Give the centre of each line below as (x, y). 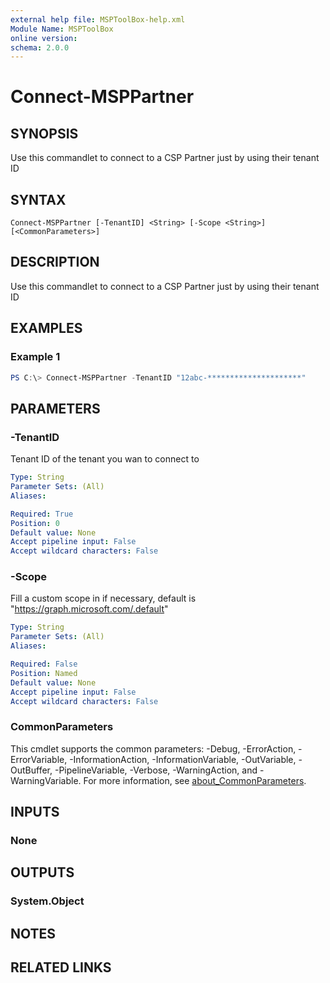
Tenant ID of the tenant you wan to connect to (105, 459)
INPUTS (35, 812)
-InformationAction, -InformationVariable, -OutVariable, (183, 759)
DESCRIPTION (55, 262)
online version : (44, 38)
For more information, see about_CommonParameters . (195, 780)
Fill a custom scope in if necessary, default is (103, 598)
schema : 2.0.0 (40, 47)
